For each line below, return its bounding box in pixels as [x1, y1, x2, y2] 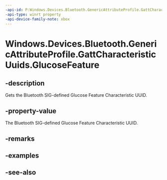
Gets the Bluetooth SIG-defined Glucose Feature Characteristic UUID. [5, 92, 148, 98]
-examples [5, 151, 39, 160]
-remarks [5, 134, 35, 143]
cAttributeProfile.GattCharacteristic [5, 48, 157, 60]
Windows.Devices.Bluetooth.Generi [5, 38, 157, 49]
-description [5, 79, 45, 87]
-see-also [5, 168, 36, 177]
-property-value [5, 107, 57, 115]
